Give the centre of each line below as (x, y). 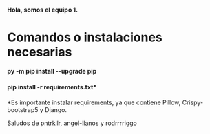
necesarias (40, 52)
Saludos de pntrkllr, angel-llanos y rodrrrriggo (72, 123)
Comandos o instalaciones (85, 37)
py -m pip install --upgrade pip (52, 71)
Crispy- (193, 102)
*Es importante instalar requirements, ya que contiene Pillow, (94, 102)
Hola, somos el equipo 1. (43, 10)
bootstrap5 (23, 109)
